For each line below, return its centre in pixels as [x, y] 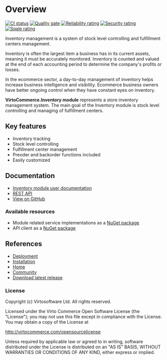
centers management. [28, 43]
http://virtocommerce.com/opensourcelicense [53, 332]
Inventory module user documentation [52, 188]
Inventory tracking [31, 138]
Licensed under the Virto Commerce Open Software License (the [72, 311]
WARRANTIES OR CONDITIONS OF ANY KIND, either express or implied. [80, 352]
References [24, 244]
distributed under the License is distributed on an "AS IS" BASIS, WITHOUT [83, 347]
